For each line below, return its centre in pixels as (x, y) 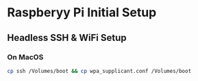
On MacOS (25, 57)
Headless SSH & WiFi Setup (67, 38)
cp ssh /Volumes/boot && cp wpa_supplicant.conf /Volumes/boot (99, 71)
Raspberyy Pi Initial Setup (82, 13)
